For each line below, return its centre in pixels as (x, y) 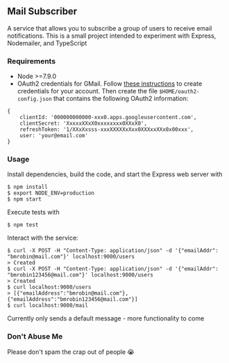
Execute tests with (34, 213)
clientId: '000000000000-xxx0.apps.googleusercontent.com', (108, 118)
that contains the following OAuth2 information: (121, 99)
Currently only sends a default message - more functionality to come (106, 318)
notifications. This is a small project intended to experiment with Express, (112, 36)
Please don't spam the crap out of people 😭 (71, 352)
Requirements (32, 61)
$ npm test (23, 225)
